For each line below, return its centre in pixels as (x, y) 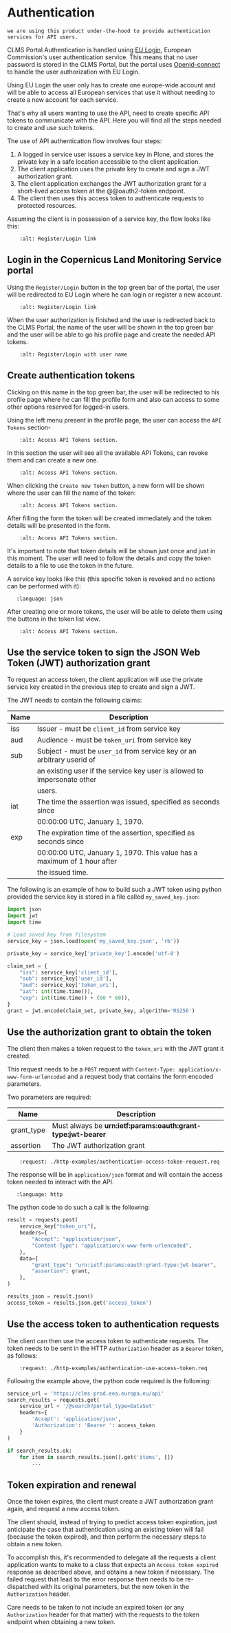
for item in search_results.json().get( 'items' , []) (97, 1457)
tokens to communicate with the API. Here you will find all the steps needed (114, 120)
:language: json (40, 599)
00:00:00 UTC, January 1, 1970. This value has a (117, 853)
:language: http (40, 1195)
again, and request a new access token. (64, 1509)
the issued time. (63, 873)
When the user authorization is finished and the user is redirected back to (111, 320)
